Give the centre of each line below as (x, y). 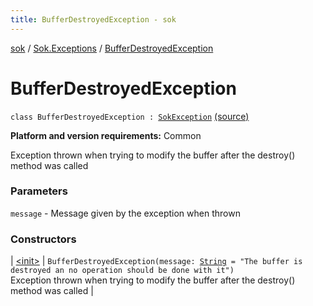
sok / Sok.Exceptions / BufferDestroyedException (112, 48)
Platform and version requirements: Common (106, 135)
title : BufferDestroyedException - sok (93, 19)
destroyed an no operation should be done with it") (122, 271)
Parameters (39, 191)
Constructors (43, 239)
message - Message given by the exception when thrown (125, 213)
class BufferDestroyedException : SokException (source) (130, 116)
